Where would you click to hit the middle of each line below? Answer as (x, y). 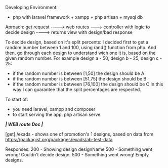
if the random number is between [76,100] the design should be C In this (88, 84)
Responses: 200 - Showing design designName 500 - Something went (79, 149)
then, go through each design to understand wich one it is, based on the (80, 53)
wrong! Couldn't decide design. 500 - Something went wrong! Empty (77, 155)
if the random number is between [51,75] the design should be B (79, 79)
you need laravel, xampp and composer (54, 109)
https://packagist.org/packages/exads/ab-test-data (59, 139)
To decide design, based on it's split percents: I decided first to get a (77, 42)
